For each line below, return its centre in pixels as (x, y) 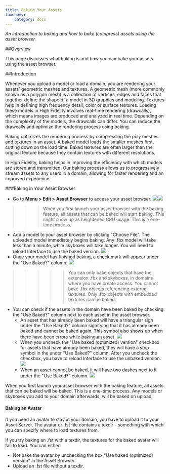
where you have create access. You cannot (113, 284)
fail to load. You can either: (33, 445)
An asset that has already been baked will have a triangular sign (87, 320)
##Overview (18, 49)
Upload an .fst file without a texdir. (48, 466)
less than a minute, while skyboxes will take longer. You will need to (83, 246)
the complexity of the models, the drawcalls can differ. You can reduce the (83, 122)
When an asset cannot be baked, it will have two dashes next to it (88, 370)
